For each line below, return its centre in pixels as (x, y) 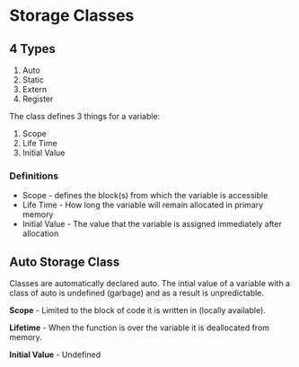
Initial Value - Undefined (55, 354)
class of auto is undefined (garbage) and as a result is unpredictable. (137, 293)
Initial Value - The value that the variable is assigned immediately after (152, 224)
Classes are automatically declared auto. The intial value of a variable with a (149, 284)
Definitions (34, 176)
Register (38, 99)
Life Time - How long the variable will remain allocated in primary (143, 205)
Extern (35, 89)
